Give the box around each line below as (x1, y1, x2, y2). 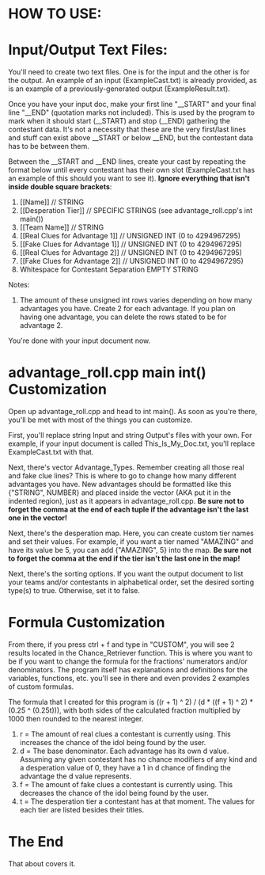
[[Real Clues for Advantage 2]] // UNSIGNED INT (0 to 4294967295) (19, 248, 243, 257)
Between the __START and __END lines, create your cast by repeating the (8, 157, 247, 166)
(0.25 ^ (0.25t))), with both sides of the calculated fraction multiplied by (8, 706, 241, 715)
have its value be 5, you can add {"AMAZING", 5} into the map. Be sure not (8, 546, 252, 555)
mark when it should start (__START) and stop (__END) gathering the (8, 116, 231, 126)
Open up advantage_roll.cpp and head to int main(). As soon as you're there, (8, 407, 258, 417)
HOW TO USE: (8, 5, 102, 23)
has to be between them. (8, 142, 89, 151)
